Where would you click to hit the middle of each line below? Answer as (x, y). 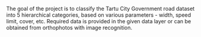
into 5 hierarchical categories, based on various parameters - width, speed (99, 15)
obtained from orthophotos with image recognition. (69, 27)
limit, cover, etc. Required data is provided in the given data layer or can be (99, 21)
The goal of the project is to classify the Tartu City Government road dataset (100, 9)
